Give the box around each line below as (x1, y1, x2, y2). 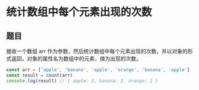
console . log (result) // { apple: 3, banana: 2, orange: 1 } (6, 78, 159, 83)
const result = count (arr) (6, 72, 73, 78)
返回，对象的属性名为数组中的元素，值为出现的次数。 (11, 55, 141, 62)
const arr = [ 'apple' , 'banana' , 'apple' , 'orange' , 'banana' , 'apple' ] (6, 67, 190, 73)
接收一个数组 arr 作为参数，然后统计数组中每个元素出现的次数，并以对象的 (6, 48, 188, 54)
